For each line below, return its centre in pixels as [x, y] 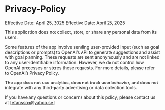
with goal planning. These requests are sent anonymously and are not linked [82, 57]
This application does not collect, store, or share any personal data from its [81, 32]
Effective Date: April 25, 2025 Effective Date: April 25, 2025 [65, 23]
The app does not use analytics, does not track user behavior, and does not [82, 82]
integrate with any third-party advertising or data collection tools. [71, 87]
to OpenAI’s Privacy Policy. [32, 73]
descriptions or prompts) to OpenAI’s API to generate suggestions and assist [82, 52]
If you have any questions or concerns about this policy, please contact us [80, 97]
